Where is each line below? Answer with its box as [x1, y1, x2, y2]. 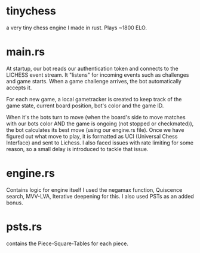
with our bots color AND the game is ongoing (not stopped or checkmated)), [6, 120, 194, 127]
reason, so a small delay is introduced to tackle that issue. [6, 145, 149, 152]
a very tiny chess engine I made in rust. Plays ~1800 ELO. [6, 24, 147, 31]
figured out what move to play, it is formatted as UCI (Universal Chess [6, 132, 178, 140]
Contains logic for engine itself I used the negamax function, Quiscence [6, 186, 183, 193]
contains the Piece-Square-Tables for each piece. [6, 240, 128, 247]
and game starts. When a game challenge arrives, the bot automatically [6, 77, 182, 85]
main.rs [6, 45, 45, 59]
